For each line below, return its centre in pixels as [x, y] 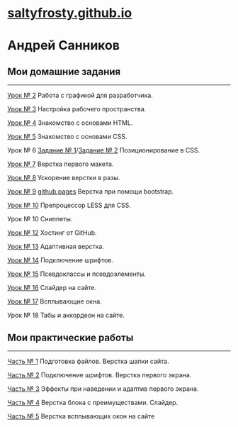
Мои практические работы [70, 337]
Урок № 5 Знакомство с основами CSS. [67, 137]
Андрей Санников [64, 46]
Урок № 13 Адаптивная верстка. [56, 247]
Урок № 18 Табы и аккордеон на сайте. [66, 315]
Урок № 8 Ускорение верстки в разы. [64, 178]
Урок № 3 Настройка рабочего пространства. [77, 109]
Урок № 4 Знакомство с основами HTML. [70, 123]
